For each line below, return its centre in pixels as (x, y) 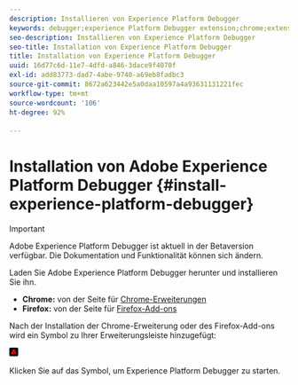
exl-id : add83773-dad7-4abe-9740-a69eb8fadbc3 (97, 75)
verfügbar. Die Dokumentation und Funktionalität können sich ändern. (136, 255)
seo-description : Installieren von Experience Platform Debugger (132, 37)
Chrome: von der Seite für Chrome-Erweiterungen (114, 299)
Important (27, 229)
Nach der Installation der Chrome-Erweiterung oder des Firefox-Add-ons (142, 326)
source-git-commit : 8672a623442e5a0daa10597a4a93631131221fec (126, 84)
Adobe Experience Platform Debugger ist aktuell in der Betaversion (132, 246)
